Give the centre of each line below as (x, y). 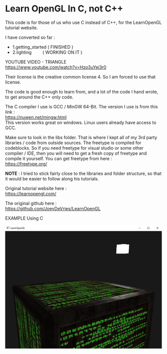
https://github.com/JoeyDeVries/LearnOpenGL (53, 208)
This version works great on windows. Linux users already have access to (81, 122)
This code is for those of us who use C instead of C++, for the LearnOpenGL (83, 22)
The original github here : (31, 203)
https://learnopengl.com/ (31, 193)
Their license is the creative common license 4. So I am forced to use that (80, 77)
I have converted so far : (30, 37)
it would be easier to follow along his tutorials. (52, 178)
